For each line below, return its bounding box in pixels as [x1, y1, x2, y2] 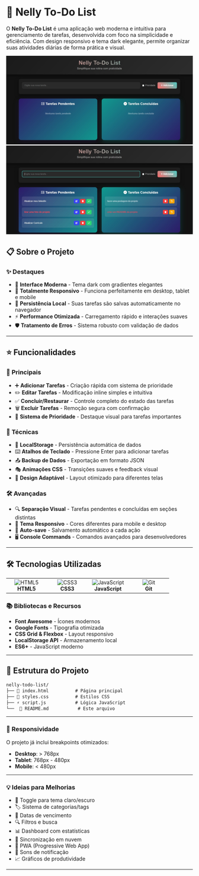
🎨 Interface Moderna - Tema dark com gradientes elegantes [14, 281, 163, 288]
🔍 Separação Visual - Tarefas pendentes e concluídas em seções [14, 506, 178, 513]
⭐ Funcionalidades [6, 347, 76, 358]
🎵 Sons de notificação [14, 849, 69, 856]
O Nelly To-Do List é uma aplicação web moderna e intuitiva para [6, 25, 166, 32]
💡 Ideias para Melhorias [6, 783, 76, 791]
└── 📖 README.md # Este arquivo [6, 706, 115, 712]
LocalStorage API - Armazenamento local [14, 636, 117, 643]
